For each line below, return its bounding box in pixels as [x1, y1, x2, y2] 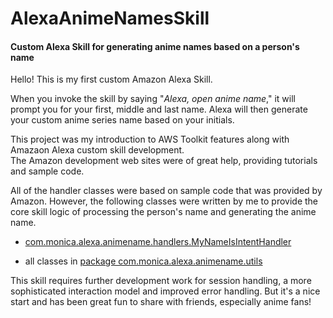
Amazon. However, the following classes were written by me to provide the [10, 195, 318, 207]
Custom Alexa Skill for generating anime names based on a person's [10, 40, 300, 52]
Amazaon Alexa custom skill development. [10, 144, 185, 156]
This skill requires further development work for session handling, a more [10, 275, 312, 287]
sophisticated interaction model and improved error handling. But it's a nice [10, 285, 321, 297]
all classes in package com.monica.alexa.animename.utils [24, 255, 263, 267]
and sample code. [10, 165, 85, 177]
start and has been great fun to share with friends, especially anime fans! [10, 296, 312, 308]
